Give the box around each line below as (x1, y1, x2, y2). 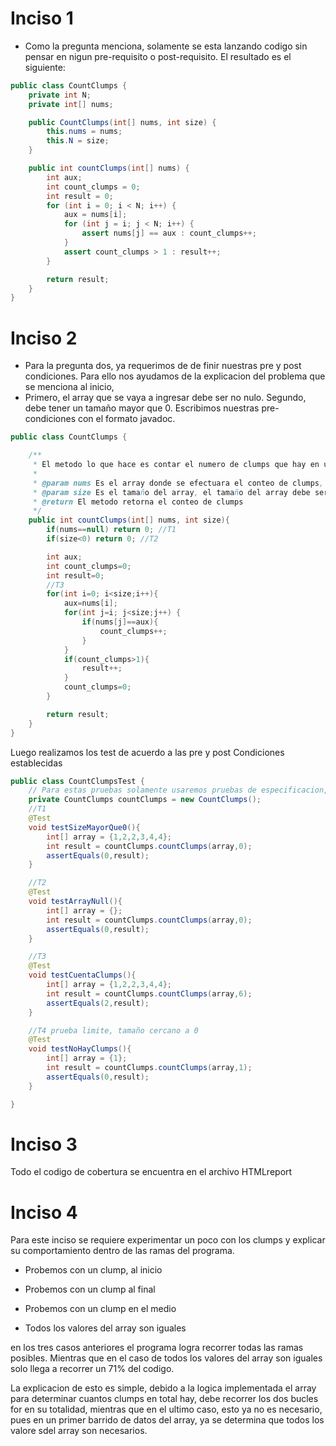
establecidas (10, 757, 63, 769)
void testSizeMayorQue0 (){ (28, 822, 141, 832)
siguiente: (24, 61, 66, 73)
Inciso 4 (10, 1201, 78, 1224)
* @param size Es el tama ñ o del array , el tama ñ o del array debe (32, 487, 311, 497)
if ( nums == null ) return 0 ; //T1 (46, 525, 177, 535)
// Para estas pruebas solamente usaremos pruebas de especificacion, (28, 785, 329, 796)
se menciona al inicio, (24, 381, 115, 393)
